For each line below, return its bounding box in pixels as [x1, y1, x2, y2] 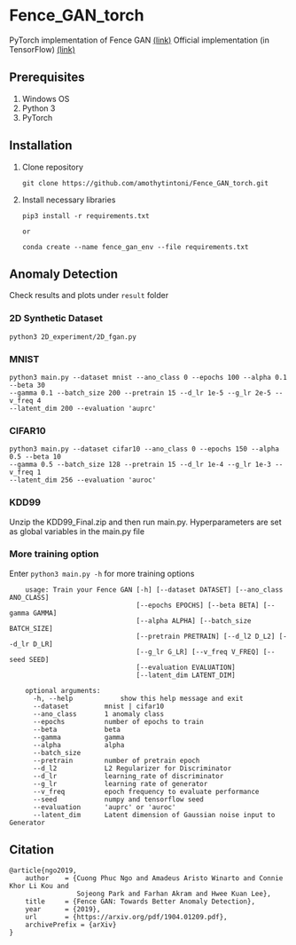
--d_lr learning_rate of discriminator [32, 771, 224, 781]
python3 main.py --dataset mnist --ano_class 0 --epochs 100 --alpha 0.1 [9, 373, 288, 382]
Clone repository [21, 161, 84, 172]
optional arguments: [25, 686, 101, 695]
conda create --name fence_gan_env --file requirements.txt [21, 242, 249, 251]
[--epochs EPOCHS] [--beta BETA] [136, 601, 260, 610]
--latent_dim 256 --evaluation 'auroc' [9, 476, 157, 484]
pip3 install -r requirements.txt [21, 211, 150, 220]
